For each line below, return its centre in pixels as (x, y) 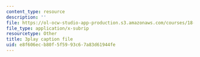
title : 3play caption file (40, 39)
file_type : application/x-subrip (48, 28)
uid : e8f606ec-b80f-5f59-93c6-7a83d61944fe (61, 45)
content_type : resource (36, 12)
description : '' (26, 17)
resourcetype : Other (32, 34)
